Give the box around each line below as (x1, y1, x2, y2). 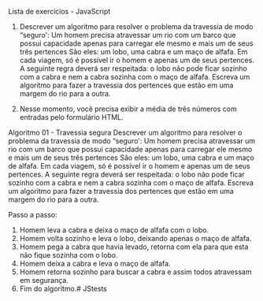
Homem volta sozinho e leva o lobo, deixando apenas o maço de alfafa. (19, 234, 252, 243)
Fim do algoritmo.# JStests (19, 284, 108, 293)
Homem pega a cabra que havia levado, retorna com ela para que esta (19, 242, 249, 251)
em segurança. (19, 276, 69, 284)
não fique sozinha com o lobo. (19, 251, 118, 259)
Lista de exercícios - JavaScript (8, 7, 111, 16)
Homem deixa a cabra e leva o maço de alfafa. (19, 259, 171, 268)
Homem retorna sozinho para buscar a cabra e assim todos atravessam (19, 267, 252, 277)
